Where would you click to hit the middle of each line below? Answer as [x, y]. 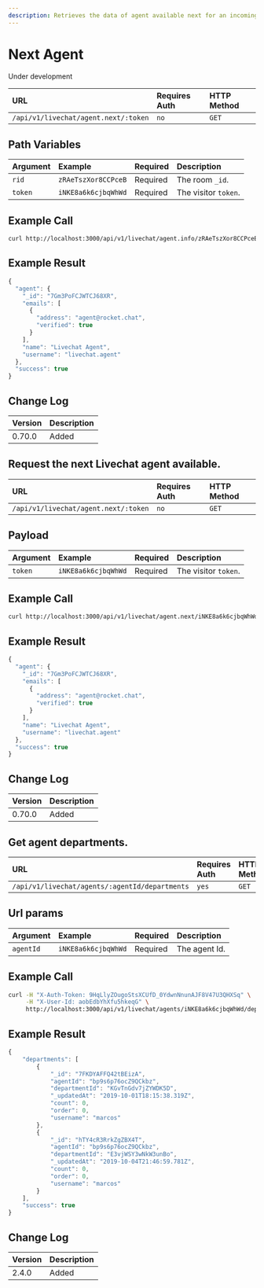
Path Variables [44, 144]
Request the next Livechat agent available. [115, 464]
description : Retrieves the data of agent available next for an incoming [133, 15]
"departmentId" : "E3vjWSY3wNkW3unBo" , [114, 1154]
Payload [29, 535]
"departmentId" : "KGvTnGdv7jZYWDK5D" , [114, 1089]
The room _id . [203, 180]
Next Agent [46, 54]
